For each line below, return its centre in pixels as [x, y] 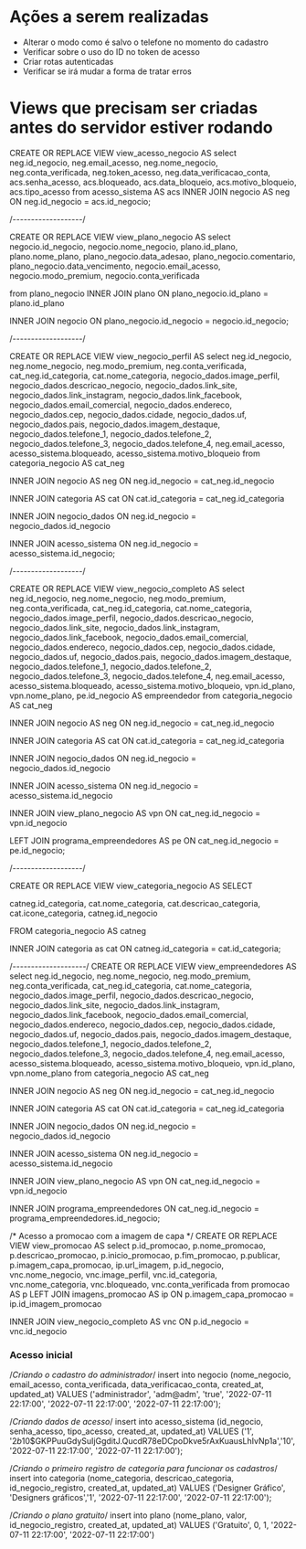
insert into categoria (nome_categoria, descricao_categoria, [122, 1479]
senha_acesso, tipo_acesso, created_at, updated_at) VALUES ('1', [132, 1431]
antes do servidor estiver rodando [141, 127]
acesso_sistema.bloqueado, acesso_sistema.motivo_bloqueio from [135, 453]
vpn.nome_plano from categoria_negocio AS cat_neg [110, 1073]
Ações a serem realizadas [109, 17]
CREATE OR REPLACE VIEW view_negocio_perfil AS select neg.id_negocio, [151, 356]
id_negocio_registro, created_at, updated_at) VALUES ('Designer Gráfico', [148, 1488]
